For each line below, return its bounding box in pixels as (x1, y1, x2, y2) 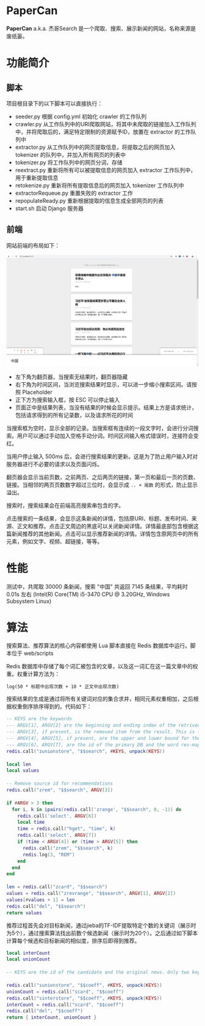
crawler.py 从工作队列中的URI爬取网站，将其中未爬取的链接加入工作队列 (15, 120, 196, 127)
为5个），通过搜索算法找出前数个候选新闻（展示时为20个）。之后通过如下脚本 (6, 929, 198, 937)
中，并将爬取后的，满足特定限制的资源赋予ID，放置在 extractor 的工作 (15, 128, 191, 135)
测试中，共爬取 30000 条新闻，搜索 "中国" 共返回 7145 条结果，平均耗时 (6, 583, 188, 590)
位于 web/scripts (11, 650, 54, 657)
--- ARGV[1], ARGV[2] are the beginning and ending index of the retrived (6, 722, 201, 729)
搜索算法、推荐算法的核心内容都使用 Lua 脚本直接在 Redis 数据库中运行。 (6, 642, 191, 649)
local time (17, 819, 45, 826)
